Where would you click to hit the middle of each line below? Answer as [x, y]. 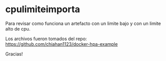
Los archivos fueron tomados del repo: [46, 39]
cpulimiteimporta [43, 9]
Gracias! [14, 54]
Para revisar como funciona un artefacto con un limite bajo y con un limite [83, 23]
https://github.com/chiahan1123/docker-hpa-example [61, 44]
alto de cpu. [18, 28]
